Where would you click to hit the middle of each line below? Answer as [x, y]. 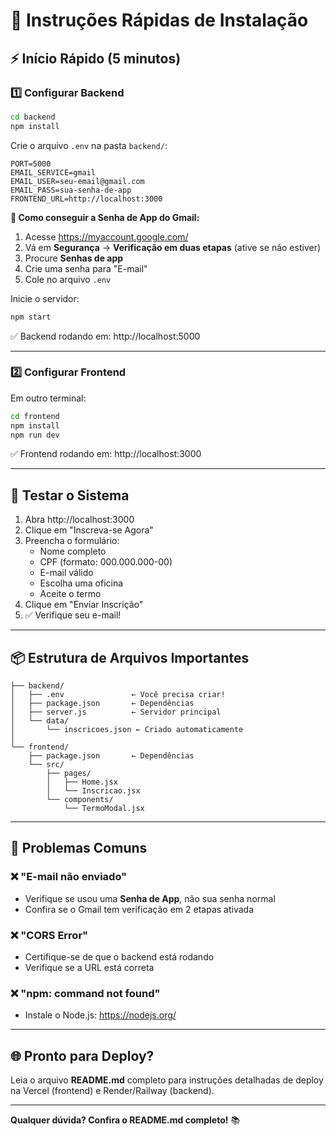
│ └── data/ [40, 721]
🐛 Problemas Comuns [79, 848]
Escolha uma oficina [81, 583]
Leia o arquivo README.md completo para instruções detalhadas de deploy [167, 1080]
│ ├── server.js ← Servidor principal [116, 712]
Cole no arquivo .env [68, 279]
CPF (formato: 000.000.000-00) [106, 562]
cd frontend [35, 416]
